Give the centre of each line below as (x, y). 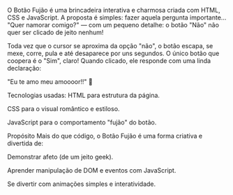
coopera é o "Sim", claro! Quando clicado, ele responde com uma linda (109, 61)
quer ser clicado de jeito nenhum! (55, 32)
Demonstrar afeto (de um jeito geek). (60, 157)
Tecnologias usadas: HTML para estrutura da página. (84, 95)
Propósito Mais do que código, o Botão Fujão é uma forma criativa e (105, 136)
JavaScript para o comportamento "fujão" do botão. (82, 122)
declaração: (24, 68)
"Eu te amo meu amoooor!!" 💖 (50, 82)
